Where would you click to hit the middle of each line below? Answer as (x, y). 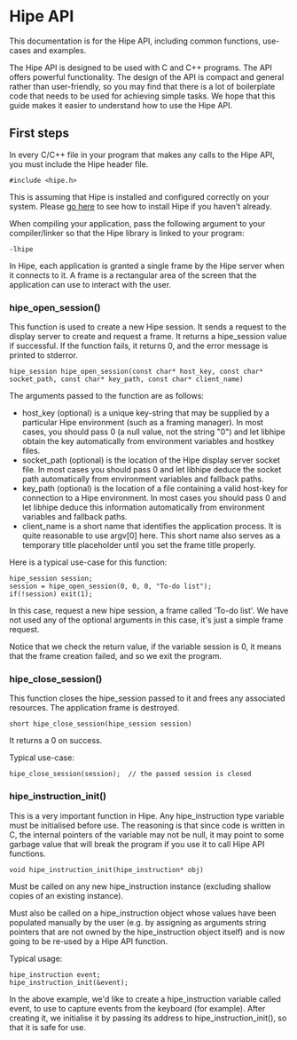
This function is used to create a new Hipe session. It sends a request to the (148, 327)
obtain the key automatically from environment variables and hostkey (148, 441)
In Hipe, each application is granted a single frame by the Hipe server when (147, 266)
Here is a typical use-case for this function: (88, 562)
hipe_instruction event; (55, 974)
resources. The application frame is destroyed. (94, 708)
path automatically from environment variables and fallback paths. (143, 479)
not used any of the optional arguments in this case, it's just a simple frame (146, 620)
